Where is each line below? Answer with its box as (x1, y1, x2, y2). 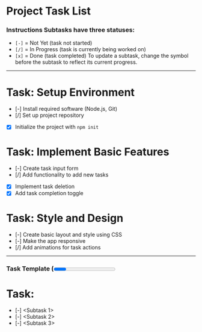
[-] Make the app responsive (14, 237, 86, 245)
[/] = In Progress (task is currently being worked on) (14, 46, 146, 53)
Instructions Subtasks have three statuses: (6, 26, 135, 34)
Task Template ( (6, 265, 54, 273)
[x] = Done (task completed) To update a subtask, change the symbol (14, 52, 189, 60)
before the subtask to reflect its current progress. (14, 58, 138, 66)
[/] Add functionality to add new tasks (14, 171, 109, 178)
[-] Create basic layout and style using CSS (14, 231, 122, 239)
